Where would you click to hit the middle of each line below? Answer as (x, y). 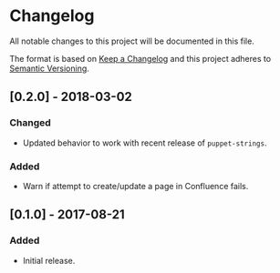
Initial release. (49, 260)
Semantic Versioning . (49, 68)
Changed (31, 123)
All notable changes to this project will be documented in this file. (132, 41)
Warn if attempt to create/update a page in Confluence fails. (135, 186)
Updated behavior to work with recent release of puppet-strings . (145, 143)
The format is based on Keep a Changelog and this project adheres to (140, 58)
